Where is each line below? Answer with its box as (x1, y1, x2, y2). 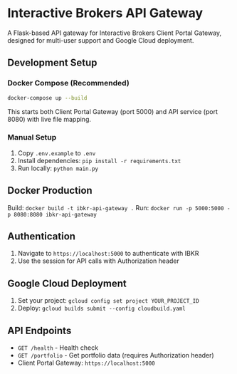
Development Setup (7, 57, 98, 69)
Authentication (7, 230, 76, 242)
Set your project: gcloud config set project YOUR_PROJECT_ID (17, 296, 199, 305)
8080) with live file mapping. (7, 115, 91, 123)
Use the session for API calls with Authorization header (17, 256, 180, 265)
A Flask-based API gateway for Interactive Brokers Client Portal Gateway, (7, 28, 222, 37)
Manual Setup (7, 133, 57, 142)
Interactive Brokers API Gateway (7, 5, 204, 21)
